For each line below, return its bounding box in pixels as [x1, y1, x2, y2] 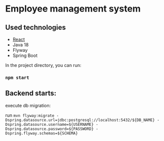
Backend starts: [5, 89, 57, 98]
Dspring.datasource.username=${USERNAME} [5, 122, 94, 127]
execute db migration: [5, 102, 51, 108]
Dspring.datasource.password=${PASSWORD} [5, 126, 94, 131]
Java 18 [12, 42, 29, 48]
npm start [5, 75, 29, 81]
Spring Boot [12, 52, 38, 58]
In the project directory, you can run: [5, 62, 81, 68]
